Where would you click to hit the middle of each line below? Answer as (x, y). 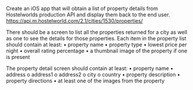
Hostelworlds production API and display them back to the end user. (88, 15)
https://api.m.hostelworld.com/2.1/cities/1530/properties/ (75, 21)
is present (18, 57)
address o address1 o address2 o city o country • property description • (93, 75)
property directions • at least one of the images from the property (85, 81)
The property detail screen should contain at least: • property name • (90, 68)
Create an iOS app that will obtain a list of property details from (82, 8)
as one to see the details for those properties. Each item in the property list (96, 38)
